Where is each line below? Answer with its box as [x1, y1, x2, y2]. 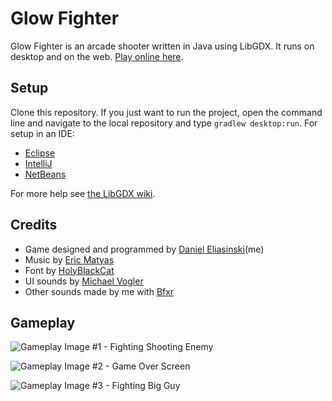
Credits [10, 217, 58, 234]
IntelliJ [24, 157, 53, 169]
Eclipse [24, 147, 56, 159]
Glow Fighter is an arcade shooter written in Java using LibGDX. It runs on [10, 40, 315, 52]
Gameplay [10, 314, 76, 331]
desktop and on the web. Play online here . [10, 50, 184, 62]
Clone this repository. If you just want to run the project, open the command [10, 106, 323, 118]
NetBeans [24, 168, 67, 180]
